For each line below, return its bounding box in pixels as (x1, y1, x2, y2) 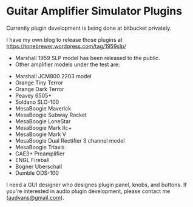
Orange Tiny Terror (15, 79, 64, 86)
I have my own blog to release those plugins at (6, 36, 123, 43)
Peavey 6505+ (15, 92, 52, 99)
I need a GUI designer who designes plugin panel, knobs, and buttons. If (6, 181, 187, 188)
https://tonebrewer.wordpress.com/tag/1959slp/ (6, 42, 126, 50)
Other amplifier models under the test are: (15, 61, 120, 68)
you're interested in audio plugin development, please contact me (6, 187, 171, 195)
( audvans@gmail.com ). (6, 194, 65, 201)
